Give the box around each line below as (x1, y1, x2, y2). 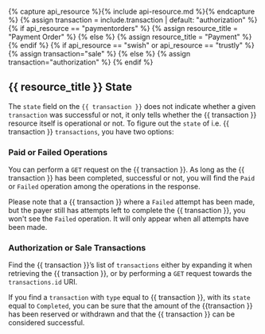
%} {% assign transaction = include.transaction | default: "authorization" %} (8, 15, 258, 25)
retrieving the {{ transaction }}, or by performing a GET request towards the (8, 269, 252, 278)
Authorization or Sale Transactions (8, 243, 146, 254)
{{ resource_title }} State (8, 80, 133, 94)
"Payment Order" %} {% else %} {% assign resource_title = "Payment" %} (8, 32, 252, 41)
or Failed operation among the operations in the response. (8, 182, 201, 192)
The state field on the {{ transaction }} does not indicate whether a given (8, 101, 256, 111)
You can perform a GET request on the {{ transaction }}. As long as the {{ (8, 165, 245, 174)
